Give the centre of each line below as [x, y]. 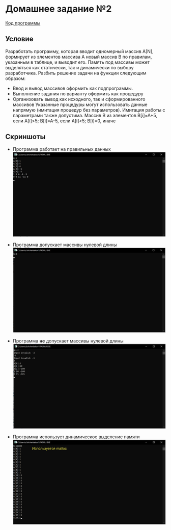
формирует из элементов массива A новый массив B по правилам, [79, 57]
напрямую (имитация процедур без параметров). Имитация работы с [89, 110]
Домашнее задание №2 [59, 9]
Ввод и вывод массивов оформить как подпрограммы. [73, 88]
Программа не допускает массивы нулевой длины [68, 341]
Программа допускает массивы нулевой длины [65, 245]
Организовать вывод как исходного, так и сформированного [79, 99]
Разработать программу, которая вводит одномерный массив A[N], [79, 51]
